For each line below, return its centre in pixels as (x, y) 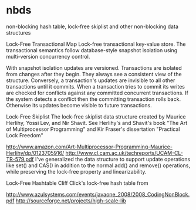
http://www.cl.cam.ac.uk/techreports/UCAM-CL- (124, 153)
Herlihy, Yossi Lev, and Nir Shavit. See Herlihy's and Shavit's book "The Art (97, 123)
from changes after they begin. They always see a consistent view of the (94, 74)
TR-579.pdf (20, 159)
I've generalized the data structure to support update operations (113, 159)
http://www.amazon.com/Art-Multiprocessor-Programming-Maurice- (89, 147)
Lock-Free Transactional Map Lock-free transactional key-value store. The (96, 44)
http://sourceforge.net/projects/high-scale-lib (71, 201)
